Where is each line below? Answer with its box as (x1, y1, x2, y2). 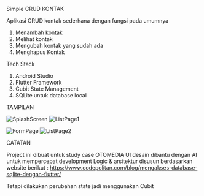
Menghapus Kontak (15, 48, 65, 56)
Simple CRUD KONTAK (6, 6, 65, 12)
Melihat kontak (15, 36, 53, 42)
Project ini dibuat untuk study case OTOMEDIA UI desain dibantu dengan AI (6, 151, 198, 158)
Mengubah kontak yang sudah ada (15, 42, 103, 49)
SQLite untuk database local (15, 92, 87, 99)
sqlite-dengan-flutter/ (6, 171, 61, 178)
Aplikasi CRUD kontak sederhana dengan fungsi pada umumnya (6, 17, 169, 24)
